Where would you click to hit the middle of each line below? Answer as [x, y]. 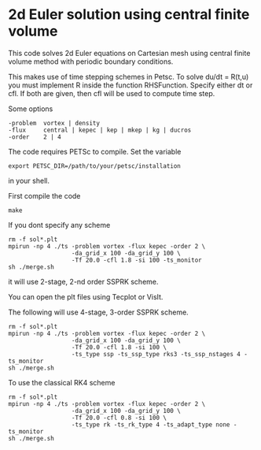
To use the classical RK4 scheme [62, 382]
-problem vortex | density [54, 123]
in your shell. [29, 180]
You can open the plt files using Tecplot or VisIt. [86, 296]
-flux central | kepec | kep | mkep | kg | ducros [100, 130]
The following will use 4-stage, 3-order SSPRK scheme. [98, 312]
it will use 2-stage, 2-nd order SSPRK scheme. [83, 281]
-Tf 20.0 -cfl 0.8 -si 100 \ [119, 418]
